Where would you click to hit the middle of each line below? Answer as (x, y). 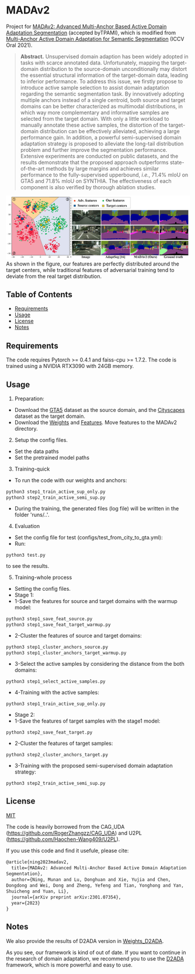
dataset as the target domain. (50, 416)
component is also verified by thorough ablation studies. (88, 187)
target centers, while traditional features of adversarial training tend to (90, 270)
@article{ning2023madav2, (37, 862)
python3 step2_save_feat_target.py (49, 733)
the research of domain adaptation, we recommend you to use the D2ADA (95, 958)
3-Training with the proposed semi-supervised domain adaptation (94, 766)
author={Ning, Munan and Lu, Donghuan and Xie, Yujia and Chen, (91, 880)
